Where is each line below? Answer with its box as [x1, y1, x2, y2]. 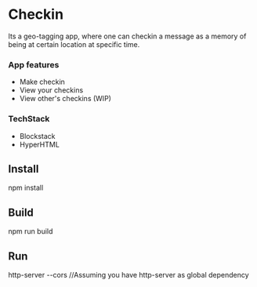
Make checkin [19, 77, 65, 87]
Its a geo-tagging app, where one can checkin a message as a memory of [8, 31, 247, 41]
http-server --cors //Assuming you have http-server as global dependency [8, 270, 249, 279]
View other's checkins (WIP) [19, 94, 112, 104]
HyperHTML [19, 140, 60, 149]
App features [8, 59, 60, 70]
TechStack [8, 114, 50, 125]
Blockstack [19, 131, 56, 140]
